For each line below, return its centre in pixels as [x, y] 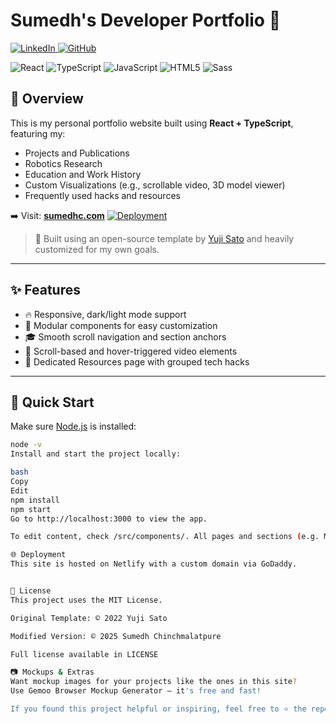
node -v [26, 445]
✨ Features [45, 290]
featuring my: [38, 133]
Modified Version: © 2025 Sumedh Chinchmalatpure [116, 636]
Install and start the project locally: [96, 454]
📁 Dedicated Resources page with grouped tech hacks [137, 361]
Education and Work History [83, 174]
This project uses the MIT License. [86, 600]
